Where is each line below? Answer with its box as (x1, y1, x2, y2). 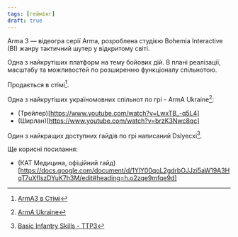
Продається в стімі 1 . (7, 79, 69, 89)
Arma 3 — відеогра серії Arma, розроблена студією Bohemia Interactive (7, 36, 223, 45)
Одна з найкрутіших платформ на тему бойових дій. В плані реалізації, (7, 57, 221, 66)
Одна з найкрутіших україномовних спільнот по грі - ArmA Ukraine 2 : (7, 94, 215, 104)
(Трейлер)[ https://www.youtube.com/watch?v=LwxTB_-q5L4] (17, 109, 200, 117)
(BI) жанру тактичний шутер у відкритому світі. (7, 44, 150, 53)
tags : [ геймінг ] (7, 10, 55, 18)
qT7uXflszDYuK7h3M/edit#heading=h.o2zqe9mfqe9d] (17, 174, 177, 182)
